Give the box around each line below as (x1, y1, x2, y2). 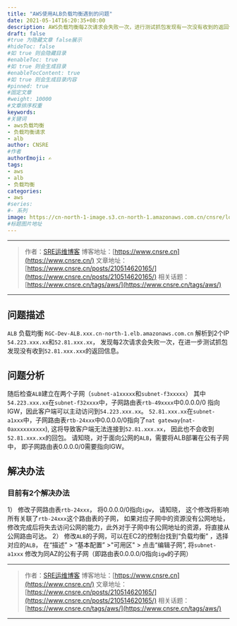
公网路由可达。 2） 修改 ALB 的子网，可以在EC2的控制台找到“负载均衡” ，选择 (7, 531, 229, 540)
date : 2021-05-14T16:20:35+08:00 (7, 17, 106, 24)
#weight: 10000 (7, 96, 52, 103)
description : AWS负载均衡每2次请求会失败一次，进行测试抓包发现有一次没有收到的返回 (7, 23, 229, 30)
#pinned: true (7, 83, 49, 90)
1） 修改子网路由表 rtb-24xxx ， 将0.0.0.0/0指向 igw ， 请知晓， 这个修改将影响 (7, 505, 229, 514)
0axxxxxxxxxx (7, 426, 46, 433)
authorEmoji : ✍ (7, 155, 52, 162)
